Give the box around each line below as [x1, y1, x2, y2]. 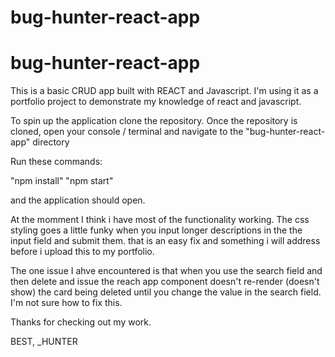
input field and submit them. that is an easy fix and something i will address [10, 235, 321, 247]
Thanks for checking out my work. [10, 316, 152, 328]
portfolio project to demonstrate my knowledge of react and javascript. [10, 96, 302, 108]
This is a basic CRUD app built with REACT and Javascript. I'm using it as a [10, 85, 319, 97]
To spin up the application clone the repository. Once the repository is [10, 115, 298, 127]
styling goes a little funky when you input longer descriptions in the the [10, 224, 303, 236]
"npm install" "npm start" [10, 175, 114, 187]
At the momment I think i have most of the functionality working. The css [10, 214, 310, 226]
